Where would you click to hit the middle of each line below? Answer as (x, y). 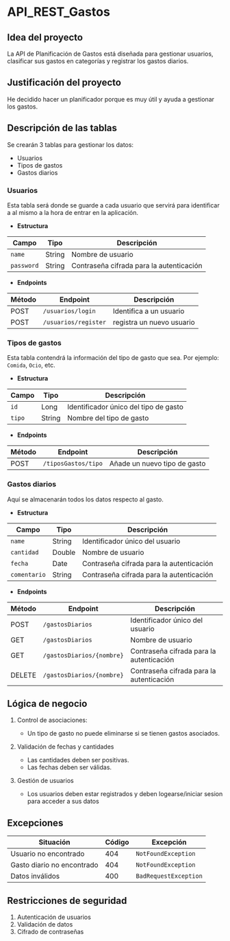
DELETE (23, 675)
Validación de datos (45, 924)
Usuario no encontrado (48, 854)
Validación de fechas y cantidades (65, 747)
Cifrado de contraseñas (50, 931)
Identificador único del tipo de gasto (125, 407)
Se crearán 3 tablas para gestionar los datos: (71, 144)
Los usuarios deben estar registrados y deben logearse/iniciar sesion (125, 794)
